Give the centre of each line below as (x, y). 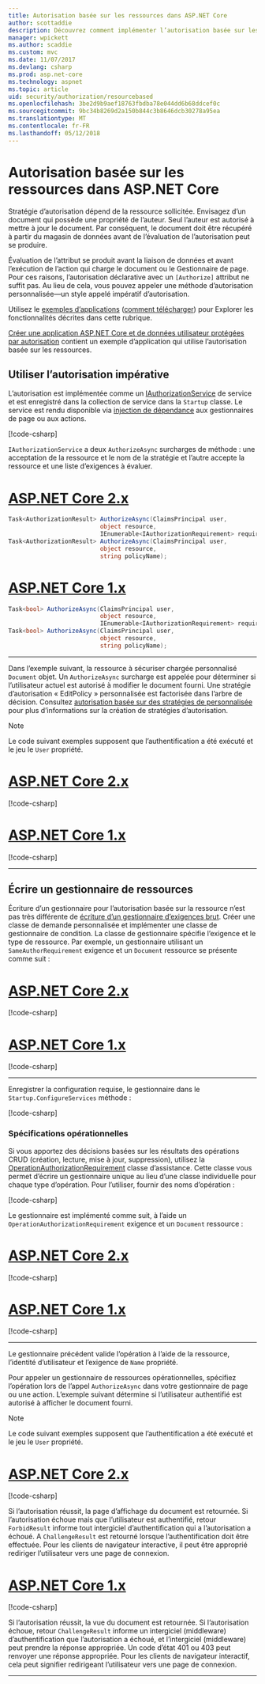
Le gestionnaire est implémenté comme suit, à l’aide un (97, 1215)
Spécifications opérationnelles (68, 1134)
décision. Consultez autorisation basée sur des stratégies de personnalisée (131, 702)
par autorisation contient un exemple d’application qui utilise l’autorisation (127, 341)
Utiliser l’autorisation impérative (89, 374)
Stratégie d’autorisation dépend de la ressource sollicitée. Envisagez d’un (127, 211)
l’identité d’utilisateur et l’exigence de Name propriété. (93, 1363)
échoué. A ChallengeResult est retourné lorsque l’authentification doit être (129, 1537)
